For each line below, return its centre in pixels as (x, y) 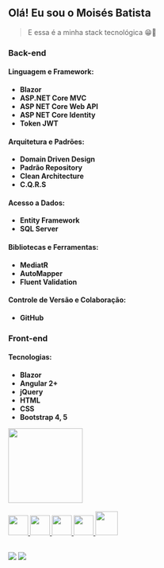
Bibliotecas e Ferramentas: (53, 247)
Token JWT (39, 123)
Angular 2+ (38, 383)
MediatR (34, 265)
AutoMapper (41, 273)
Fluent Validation (48, 282)
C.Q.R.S (33, 185)
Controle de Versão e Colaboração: (67, 300)
